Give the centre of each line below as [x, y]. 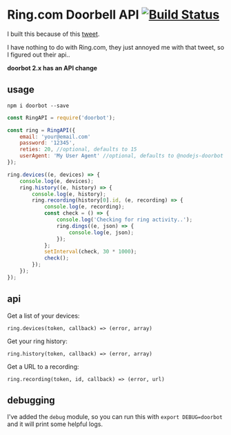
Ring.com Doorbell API [73, 15]
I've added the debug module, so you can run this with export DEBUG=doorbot [115, 417]
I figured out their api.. [39, 55]
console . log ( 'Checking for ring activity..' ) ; [124, 220]
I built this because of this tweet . [53, 34]
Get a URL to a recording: [43, 367]
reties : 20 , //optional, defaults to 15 [78, 149]
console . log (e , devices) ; [57, 181]
